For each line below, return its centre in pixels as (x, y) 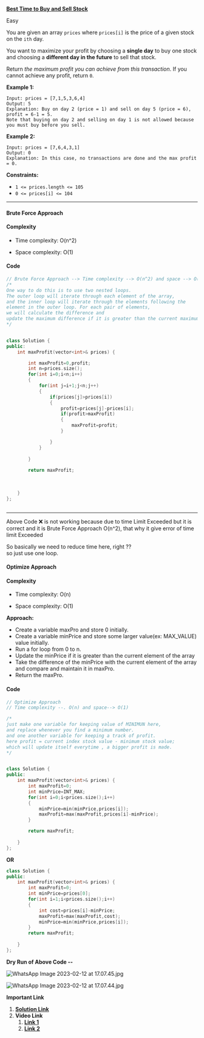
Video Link (29, 1015)
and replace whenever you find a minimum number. (70, 730)
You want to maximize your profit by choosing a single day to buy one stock (102, 51)
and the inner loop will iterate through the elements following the (96, 302)
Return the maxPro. (39, 675)
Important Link (25, 997)
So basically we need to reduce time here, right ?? (69, 546)
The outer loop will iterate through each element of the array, (90, 296)
